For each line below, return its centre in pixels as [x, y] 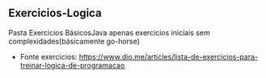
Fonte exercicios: [49, 56]
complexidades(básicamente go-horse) [74, 41]
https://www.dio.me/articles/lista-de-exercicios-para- [169, 56]
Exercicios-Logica [55, 13]
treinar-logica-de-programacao [72, 65]
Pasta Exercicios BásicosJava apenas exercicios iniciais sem [109, 32]
